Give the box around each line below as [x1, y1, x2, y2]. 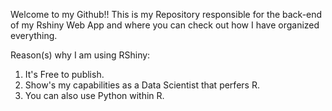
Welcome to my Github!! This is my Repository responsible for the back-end [10, 9, 323, 20]
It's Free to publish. [24, 69, 105, 80]
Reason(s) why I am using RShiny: [10, 49, 151, 61]
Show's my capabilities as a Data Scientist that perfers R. [24, 79, 260, 91]
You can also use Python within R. [24, 90, 165, 101]
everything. [10, 30, 58, 41]
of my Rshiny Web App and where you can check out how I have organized [10, 19, 320, 31]
